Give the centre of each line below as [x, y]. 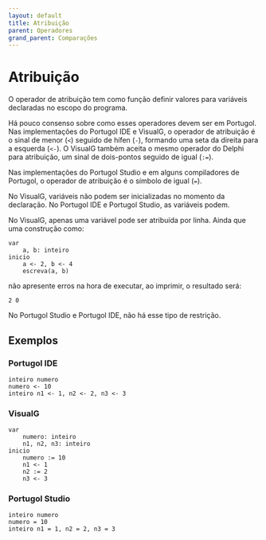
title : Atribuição [39, 23]
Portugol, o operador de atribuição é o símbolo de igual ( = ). [105, 181]
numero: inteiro [50, 437]
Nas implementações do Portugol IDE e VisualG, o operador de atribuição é [132, 131]
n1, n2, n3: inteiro [57, 444]
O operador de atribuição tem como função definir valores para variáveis [128, 100]
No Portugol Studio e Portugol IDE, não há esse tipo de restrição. [115, 315]
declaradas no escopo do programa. [68, 108]
